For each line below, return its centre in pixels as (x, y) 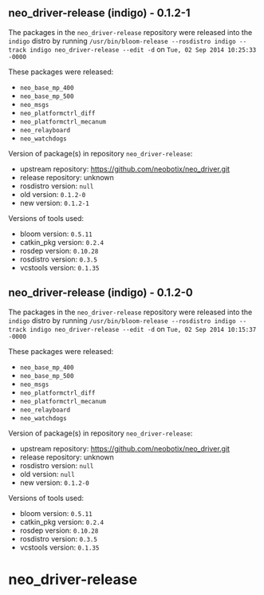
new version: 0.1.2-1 (54, 203)
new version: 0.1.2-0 (54, 483)
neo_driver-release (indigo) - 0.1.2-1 (99, 13)
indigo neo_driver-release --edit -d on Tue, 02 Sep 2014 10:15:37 (143, 329)
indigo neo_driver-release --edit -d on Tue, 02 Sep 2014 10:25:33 (143, 49)
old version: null (47, 474)
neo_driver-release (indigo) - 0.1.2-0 (100, 293)
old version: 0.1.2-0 (53, 194)
